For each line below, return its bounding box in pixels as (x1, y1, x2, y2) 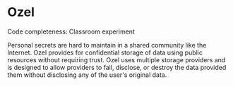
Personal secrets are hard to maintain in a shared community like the (7, 41, 207, 49)
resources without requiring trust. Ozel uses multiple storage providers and (7, 55, 226, 64)
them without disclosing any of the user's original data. (7, 71, 167, 79)
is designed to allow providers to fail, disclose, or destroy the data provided (7, 63, 227, 71)
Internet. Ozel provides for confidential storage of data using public (7, 48, 203, 57)
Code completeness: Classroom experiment (7, 27, 136, 36)
